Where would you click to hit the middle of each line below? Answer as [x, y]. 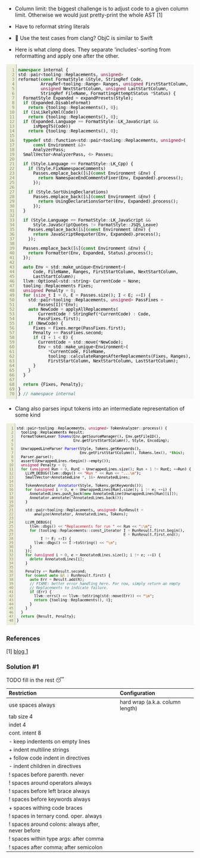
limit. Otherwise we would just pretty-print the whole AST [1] [89, 15]
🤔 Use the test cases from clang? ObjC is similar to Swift [84, 38]
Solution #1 [23, 667]
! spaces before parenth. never [46, 775]
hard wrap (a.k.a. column [150, 702]
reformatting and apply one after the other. [67, 56]
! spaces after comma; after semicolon [56, 847]
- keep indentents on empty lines [49, 741]
